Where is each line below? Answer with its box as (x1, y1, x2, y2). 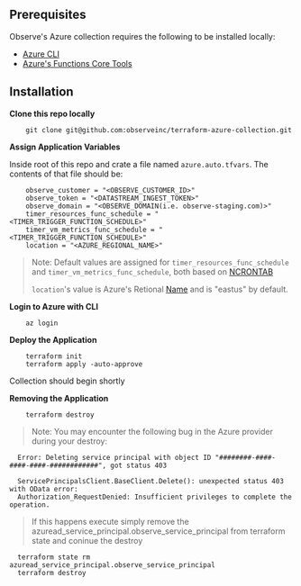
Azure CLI (22, 49, 60, 59)
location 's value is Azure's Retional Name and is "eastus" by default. (31, 284, 288, 294)
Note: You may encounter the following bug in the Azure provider (31, 426, 273, 437)
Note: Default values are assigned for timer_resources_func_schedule (31, 257, 290, 267)
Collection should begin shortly (9, 375, 125, 386)
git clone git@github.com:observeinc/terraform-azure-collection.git (25, 125, 293, 134)
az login (25, 319, 59, 328)
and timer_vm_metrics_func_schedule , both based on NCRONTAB (31, 266, 273, 277)
